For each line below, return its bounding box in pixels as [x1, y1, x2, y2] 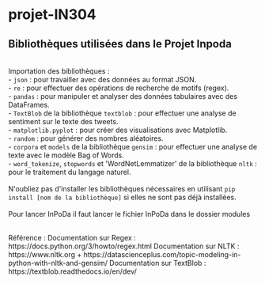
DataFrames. [8, 100, 50, 109]
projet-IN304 [8, 6, 97, 24]
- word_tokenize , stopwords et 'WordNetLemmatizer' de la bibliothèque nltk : [8, 159, 257, 168]
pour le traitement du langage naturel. [8, 168, 131, 176]
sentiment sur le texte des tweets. [8, 117, 119, 126]
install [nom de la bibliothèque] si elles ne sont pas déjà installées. [8, 192, 237, 202]
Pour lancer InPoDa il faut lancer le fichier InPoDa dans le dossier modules [8, 210, 251, 218]
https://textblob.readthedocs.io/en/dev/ [8, 267, 137, 276]
